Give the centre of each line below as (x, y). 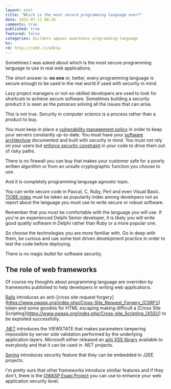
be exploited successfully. (33, 319)
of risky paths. (20, 151)
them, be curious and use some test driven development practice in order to (85, 238)
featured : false (22, 34)
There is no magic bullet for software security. (54, 254)
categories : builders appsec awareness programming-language (72, 39)
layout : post (19, 10)
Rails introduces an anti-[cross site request (51, 297)
